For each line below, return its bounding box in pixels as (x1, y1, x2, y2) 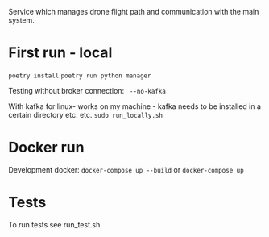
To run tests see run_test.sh (8, 219, 101, 229)
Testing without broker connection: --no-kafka (8, 85, 167, 95)
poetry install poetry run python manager (8, 72, 151, 80)
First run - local (8, 44, 113, 62)
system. (8, 15, 35, 25)
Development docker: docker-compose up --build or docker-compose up (8, 164, 244, 174)
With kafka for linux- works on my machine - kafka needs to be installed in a (8, 101, 262, 111)
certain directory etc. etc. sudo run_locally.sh (8, 110, 163, 119)
